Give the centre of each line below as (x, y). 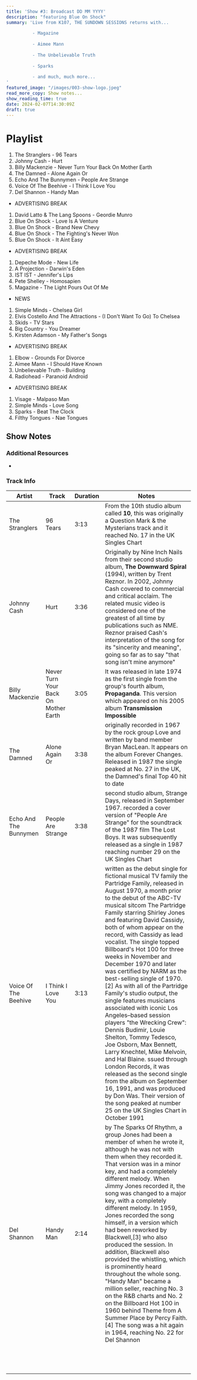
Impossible (120, 716)
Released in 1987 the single (143, 762)
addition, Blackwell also (137, 1252)
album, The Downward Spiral (145, 567)
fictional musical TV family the (146, 876)
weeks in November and (138, 957)
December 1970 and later (141, 964)
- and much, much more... (64, 77)
